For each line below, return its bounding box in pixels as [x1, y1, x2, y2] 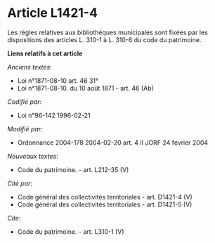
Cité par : [7, 179, 33, 188]
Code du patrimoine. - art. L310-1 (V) [17, 227, 124, 236]
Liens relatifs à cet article [7, 49, 83, 58]
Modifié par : [7, 124, 44, 133]
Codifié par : [7, 97, 42, 106]
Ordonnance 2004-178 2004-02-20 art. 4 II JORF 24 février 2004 [17, 138, 209, 147]
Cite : [7, 214, 21, 222]
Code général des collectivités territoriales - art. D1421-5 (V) [17, 200, 193, 209]
